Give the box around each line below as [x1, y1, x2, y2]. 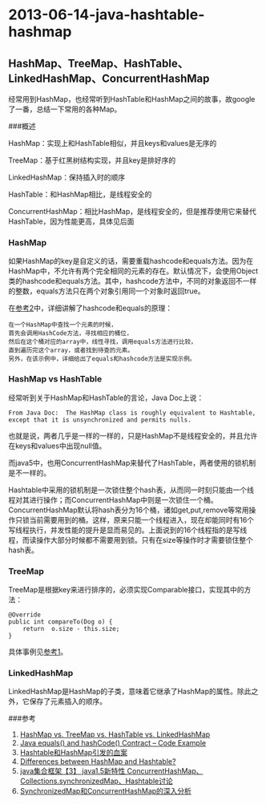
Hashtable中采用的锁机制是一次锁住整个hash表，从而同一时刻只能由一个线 [8, 485, 255, 495]
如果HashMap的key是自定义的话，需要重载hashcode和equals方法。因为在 [8, 257, 254, 266]
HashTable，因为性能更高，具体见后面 [8, 216, 135, 226]
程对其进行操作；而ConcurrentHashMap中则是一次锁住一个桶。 [8, 495, 218, 504]
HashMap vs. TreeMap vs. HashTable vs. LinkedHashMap [19, 729, 211, 739]
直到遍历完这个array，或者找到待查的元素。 [8, 346, 134, 354]
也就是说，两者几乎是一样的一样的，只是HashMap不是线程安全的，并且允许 [8, 430, 258, 440]
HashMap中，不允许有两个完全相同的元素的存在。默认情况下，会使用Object [8, 266, 259, 276]
